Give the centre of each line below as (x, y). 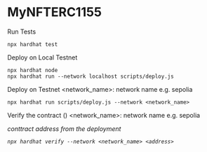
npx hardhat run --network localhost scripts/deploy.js (91, 76)
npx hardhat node (33, 70)
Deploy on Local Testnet (42, 57)
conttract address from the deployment (64, 129)
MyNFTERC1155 (54, 12)
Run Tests (22, 32)
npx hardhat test (33, 44)
